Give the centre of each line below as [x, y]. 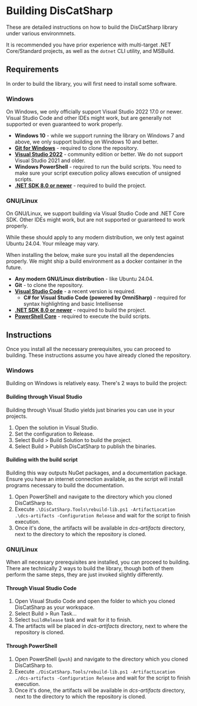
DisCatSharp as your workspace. [55, 607]
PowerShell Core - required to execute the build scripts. [83, 316]
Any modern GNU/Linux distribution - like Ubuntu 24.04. [84, 279]
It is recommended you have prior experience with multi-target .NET [89, 45]
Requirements [32, 70]
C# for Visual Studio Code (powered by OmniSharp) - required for [105, 297]
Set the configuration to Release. [54, 434]
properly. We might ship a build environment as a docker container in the [94, 261]
